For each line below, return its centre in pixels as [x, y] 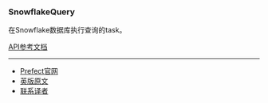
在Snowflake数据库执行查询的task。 [67, 30]
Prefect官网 [39, 71]
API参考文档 [28, 47]
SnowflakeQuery [42, 12]
